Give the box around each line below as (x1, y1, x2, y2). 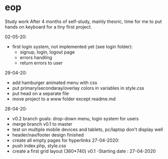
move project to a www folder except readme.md (12, 96, 116, 102)
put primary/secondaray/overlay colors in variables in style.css (12, 85, 145, 91)
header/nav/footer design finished (12, 131, 84, 138)
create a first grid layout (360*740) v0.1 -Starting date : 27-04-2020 (12, 148, 156, 154)
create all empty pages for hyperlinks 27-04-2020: (12, 137, 119, 143)
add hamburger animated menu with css (12, 79, 98, 86)
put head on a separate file (12, 90, 69, 96)
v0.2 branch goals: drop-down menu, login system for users (12, 115, 139, 121)
